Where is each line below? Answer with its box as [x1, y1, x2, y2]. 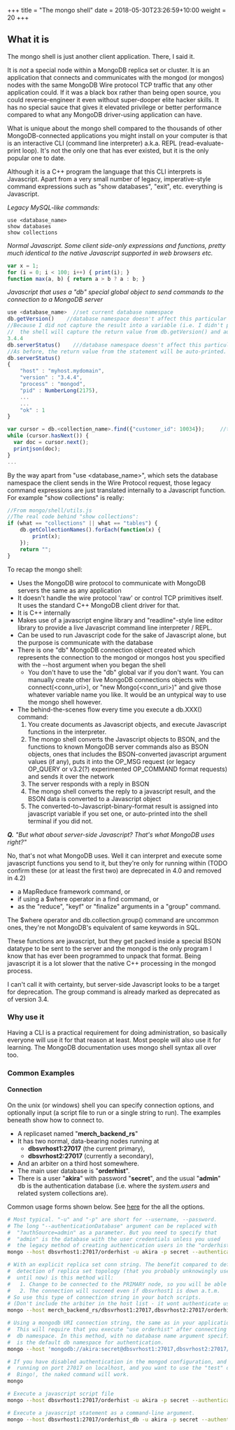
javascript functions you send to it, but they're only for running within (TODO [7, 859, 228, 867]
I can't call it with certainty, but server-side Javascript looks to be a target [7, 980, 220, 988]
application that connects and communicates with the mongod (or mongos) [7, 73, 225, 81]
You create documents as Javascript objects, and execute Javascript [27, 720, 227, 728]
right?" [7, 838, 27, 846]
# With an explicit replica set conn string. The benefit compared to [7, 1261, 218, 1268]
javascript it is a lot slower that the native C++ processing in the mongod [7, 959, 217, 967]
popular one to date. [7, 153, 66, 162]
